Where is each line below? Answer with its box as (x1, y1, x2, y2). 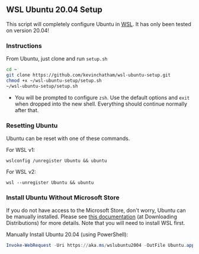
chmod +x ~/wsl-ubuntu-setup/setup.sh (6, 77, 102, 84)
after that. (14, 106, 39, 113)
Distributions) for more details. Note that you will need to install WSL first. (6, 220, 185, 227)
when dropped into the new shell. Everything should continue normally (14, 100, 188, 107)
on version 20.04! (6, 27, 49, 34)
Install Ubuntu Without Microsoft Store (6, 193, 120, 201)
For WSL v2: (6, 168, 37, 175)
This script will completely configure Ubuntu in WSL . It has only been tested (6, 20, 191, 27)
